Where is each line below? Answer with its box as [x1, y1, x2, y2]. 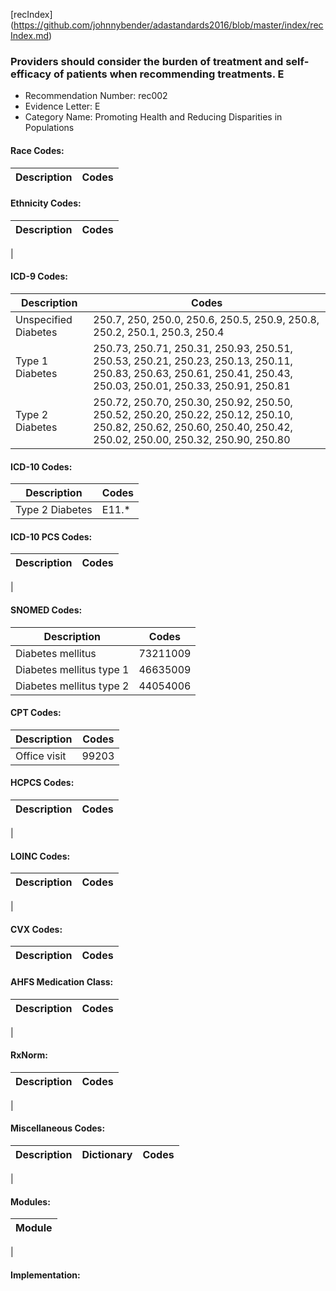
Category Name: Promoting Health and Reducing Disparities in [24, 111, 283, 123]
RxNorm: [10, 1049, 48, 1061]
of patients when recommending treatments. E [53, 67, 285, 81]
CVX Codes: [10, 923, 63, 935]
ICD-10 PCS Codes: [10, 530, 93, 543]
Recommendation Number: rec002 [24, 90, 168, 102]
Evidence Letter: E [24, 100, 101, 113]
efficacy [10, 67, 52, 81]
